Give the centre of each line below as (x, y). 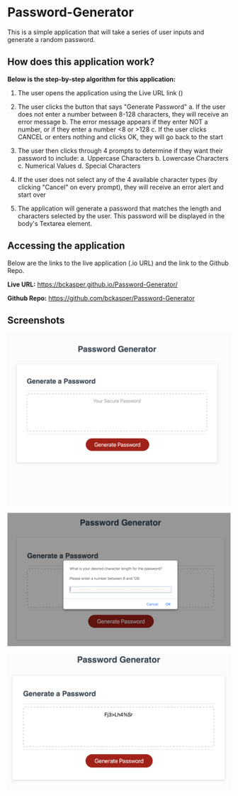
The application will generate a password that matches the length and (119, 208)
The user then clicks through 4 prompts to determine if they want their (120, 151)
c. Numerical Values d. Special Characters (79, 166)
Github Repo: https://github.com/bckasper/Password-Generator (101, 298)
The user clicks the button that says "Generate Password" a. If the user (121, 107)
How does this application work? (81, 62)
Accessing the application (66, 246)
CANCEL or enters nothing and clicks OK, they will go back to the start (120, 136)
